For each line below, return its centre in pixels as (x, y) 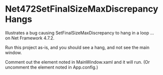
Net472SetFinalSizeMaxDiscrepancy (82, 9)
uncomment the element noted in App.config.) (52, 67)
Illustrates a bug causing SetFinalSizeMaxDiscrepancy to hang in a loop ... (80, 33)
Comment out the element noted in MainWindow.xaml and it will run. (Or (78, 62)
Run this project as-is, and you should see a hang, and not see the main (77, 47)
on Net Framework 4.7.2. (30, 38)
